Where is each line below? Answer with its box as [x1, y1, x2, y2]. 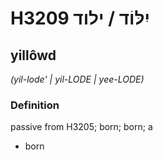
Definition [10, 98, 60, 112]
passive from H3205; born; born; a [10, 121, 153, 133]
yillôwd [10, 47, 57, 64]
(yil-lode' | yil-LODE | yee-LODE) [10, 73, 145, 85]
